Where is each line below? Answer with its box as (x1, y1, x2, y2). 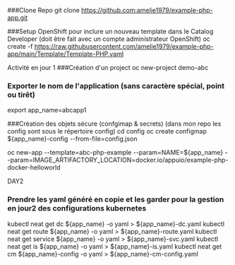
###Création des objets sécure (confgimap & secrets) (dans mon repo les (7, 119, 222, 128)
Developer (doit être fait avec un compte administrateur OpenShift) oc (7, 35, 210, 43)
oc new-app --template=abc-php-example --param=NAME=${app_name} (7, 148, 224, 157)
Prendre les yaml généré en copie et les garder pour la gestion (7, 194, 224, 204)
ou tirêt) (7, 90, 35, 100)
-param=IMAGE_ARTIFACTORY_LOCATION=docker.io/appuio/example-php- (7, 155, 229, 165)
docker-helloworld (7, 163, 61, 172)
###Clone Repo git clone (7, 6, 80, 14)
